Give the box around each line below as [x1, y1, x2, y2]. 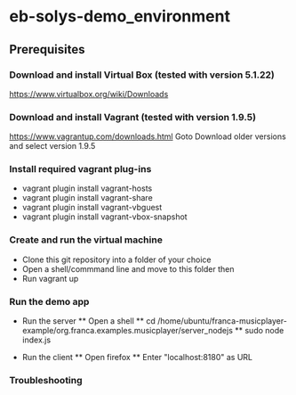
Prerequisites [9, 42, 85, 57]
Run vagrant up [21, 273, 79, 284]
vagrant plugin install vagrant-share [21, 193, 153, 203]
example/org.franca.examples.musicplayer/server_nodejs [21, 325, 234, 336]
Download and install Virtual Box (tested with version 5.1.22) [9, 69, 276, 81]
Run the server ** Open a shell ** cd [21, 316, 156, 326]
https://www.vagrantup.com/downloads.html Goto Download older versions [9, 131, 286, 142]
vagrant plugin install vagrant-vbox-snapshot [21, 211, 188, 222]
